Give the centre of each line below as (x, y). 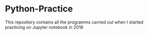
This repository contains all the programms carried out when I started (74, 22)
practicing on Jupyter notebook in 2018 (44, 27)
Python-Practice (39, 9)
